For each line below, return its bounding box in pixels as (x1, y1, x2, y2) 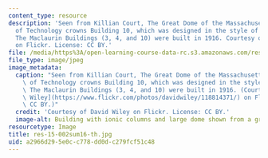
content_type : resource (8, 11, 88, 20)
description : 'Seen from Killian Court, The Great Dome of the (8, 19, 223, 27)
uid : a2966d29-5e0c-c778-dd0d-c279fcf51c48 (8, 137, 156, 146)
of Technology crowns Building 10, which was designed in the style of (15, 26, 259, 34)
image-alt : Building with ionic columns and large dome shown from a (15, 116, 251, 124)
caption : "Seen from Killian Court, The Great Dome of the (15, 71, 216, 79)
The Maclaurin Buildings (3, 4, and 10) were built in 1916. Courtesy (15, 34, 255, 42)
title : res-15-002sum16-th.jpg (8, 130, 112, 138)
